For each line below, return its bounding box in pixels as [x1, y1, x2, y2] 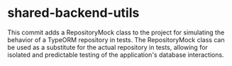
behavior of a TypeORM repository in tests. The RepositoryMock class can [7, 35, 225, 44]
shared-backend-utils [7, 5, 140, 21]
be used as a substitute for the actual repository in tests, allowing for [7, 43, 208, 51]
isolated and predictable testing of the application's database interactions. [7, 51, 225, 59]
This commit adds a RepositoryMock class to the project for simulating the [7, 28, 225, 37]
